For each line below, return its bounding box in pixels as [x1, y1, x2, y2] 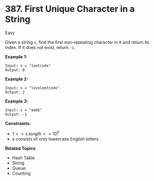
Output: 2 [5, 90, 25, 94]
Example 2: [5, 76, 28, 82]
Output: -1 [5, 112, 27, 117]
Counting [12, 170, 31, 176]
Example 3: [5, 98, 28, 104]
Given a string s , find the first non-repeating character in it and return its [5, 39, 150, 45]
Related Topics [5, 145, 36, 151]
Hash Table [12, 155, 35, 161]
